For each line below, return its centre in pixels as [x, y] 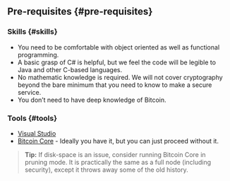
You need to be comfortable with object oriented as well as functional [119, 47]
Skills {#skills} [32, 32]
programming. [38, 54]
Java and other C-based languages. [70, 69]
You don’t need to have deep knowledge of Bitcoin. [92, 100]
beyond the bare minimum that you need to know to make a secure [115, 85]
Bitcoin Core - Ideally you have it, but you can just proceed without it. [118, 141]
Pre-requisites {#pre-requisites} [80, 12]
